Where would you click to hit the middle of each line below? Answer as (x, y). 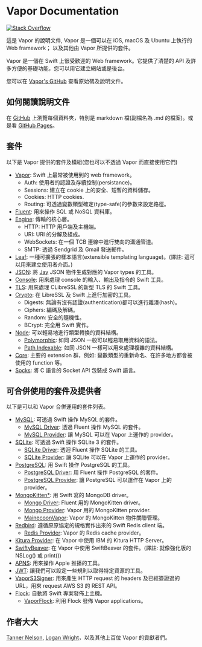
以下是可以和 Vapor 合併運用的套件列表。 (57, 407)
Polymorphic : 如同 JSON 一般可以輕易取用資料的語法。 (92, 340)
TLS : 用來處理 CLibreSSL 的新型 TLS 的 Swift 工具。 (79, 287)
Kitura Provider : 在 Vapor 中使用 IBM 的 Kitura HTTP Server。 (91, 541)
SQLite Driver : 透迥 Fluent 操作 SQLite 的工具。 (82, 450)
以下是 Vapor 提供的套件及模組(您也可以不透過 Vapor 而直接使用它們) (92, 162)
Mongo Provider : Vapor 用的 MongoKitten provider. (87, 510)
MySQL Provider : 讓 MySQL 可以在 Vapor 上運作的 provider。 (100, 435)
